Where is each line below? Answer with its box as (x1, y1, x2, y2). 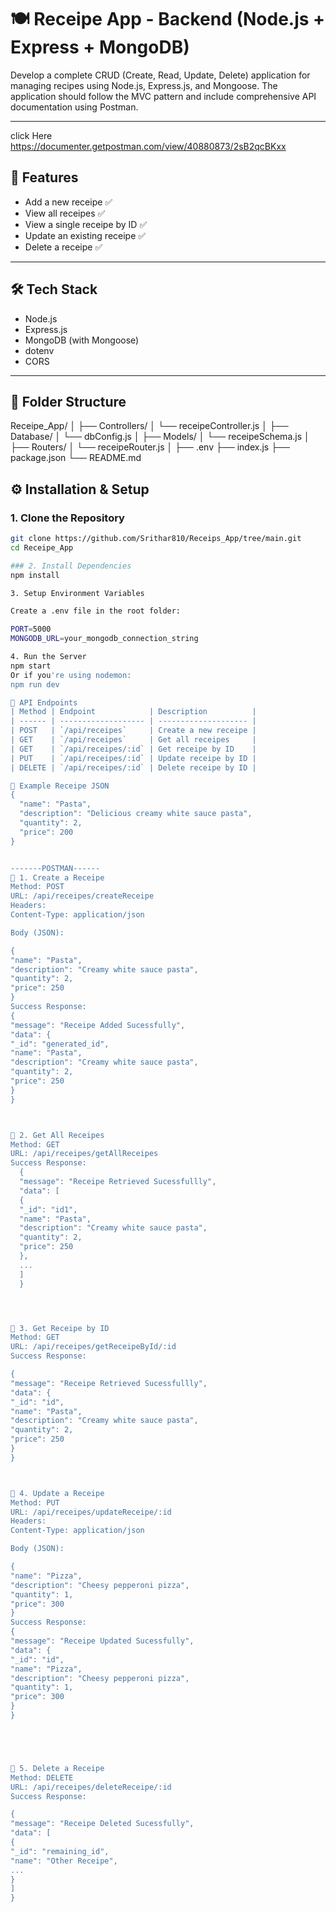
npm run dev (10, 679, 60, 690)
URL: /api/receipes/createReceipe (10, 891, 155, 901)
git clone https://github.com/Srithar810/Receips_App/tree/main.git (10, 534, 302, 544)
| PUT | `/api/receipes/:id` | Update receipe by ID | (10, 753, 257, 763)
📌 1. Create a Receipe (10, 872, 105, 883)
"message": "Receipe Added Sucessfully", (10, 1020, 186, 1030)
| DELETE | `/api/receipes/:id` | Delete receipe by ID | (10, 762, 257, 773)
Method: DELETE (10, 1772, 74, 1783)
